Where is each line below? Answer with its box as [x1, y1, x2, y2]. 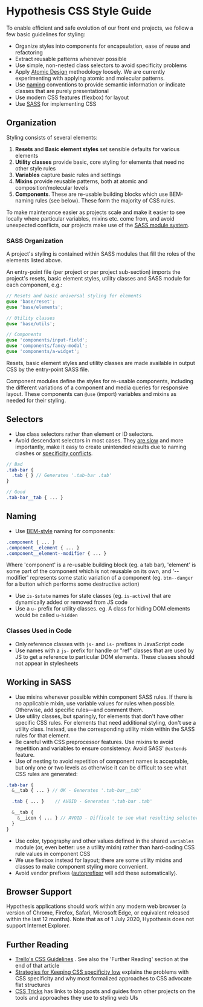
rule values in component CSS [14, 850, 91, 857]
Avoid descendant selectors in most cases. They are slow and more [14, 436, 184, 444]
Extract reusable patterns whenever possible [14, 55, 127, 62]
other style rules [14, 164, 56, 172]
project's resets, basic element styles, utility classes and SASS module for [6, 275, 191, 282]
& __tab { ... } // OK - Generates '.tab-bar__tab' [11, 788, 142, 794]
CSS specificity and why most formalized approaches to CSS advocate [14, 975, 192, 982]
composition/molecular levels [14, 184, 89, 191]
